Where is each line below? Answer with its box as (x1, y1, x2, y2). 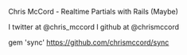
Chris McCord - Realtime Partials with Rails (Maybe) (8, 7, 179, 16)
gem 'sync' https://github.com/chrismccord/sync (8, 37, 169, 47)
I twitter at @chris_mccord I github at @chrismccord (8, 22, 180, 31)
